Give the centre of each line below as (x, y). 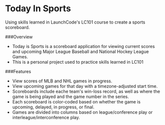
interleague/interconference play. (46, 117)
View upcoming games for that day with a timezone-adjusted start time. (85, 86)
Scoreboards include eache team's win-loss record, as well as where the (86, 91)
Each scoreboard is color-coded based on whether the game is (76, 101)
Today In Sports (38, 9)
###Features (18, 71)
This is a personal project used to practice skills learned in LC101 (78, 62)
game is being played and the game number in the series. (70, 97)
